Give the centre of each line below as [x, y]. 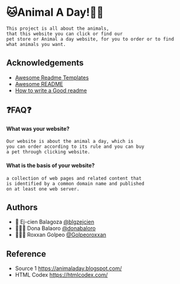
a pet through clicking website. [48, 152]
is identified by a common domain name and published [76, 183]
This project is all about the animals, [58, 28]
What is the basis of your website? [50, 165]
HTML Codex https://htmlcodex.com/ [61, 275]
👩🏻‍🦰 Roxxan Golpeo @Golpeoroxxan [61, 235]
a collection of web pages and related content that [74, 178]
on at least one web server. [43, 189]
